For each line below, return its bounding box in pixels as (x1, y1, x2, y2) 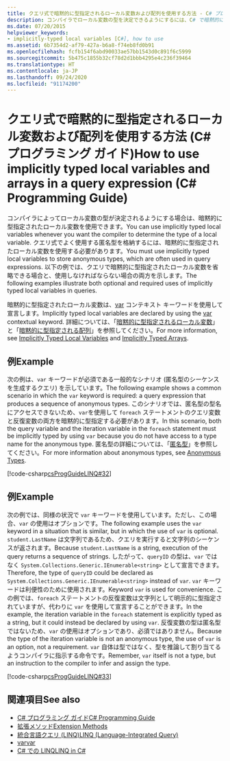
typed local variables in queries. (7, 286, 97, 295)
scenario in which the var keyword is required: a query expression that (7, 392, 206, 399)
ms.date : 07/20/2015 (7, 23, 66, 30)
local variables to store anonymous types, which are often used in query (7, 255, 211, 263)
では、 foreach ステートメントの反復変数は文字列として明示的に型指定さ (18, 594, 222, 602)
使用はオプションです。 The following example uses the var (36, 519, 202, 527)
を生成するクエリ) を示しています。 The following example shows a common (7, 384, 222, 392)
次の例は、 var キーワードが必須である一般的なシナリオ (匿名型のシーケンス (7, 375, 220, 383)
